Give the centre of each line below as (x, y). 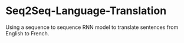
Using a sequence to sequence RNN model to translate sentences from (92, 27)
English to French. (27, 33)
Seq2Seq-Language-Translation (86, 11)
